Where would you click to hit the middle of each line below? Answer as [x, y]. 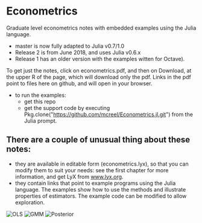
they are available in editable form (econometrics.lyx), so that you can [102, 164]
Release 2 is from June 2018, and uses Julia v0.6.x [78, 52]
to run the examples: [40, 95]
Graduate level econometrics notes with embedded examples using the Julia [101, 28]
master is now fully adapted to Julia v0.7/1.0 [70, 46]
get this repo [40, 102]
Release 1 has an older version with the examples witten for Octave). [100, 59]
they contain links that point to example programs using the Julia [95, 183]
